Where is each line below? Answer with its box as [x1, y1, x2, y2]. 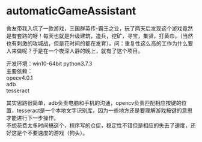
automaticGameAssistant [6, 4, 136, 18]
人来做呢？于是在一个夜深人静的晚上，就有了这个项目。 [6, 47, 143, 55]
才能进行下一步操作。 [6, 114, 59, 121]
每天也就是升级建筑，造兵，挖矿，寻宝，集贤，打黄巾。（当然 [43, 32, 194, 40]
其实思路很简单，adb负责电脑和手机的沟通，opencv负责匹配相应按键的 [6, 99, 182, 106]
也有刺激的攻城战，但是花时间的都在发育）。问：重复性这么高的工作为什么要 [6, 40, 194, 47]
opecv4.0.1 [6, 74, 33, 81]
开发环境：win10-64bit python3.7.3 [6, 60, 93, 67]
